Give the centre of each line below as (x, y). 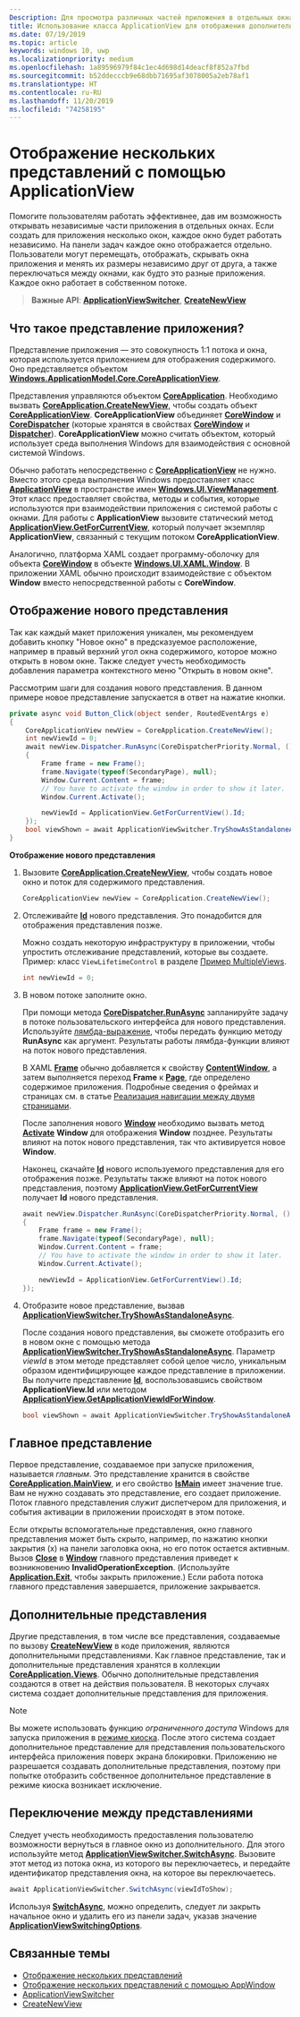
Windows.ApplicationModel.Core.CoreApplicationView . (115, 378)
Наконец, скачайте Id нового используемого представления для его (153, 1168)
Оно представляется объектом (68, 369)
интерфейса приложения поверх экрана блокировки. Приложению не (143, 1756)
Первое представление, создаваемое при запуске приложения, (132, 1465)
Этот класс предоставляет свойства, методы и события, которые (135, 499)
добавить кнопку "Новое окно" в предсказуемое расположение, (133, 642)
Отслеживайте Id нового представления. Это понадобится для (142, 915)
